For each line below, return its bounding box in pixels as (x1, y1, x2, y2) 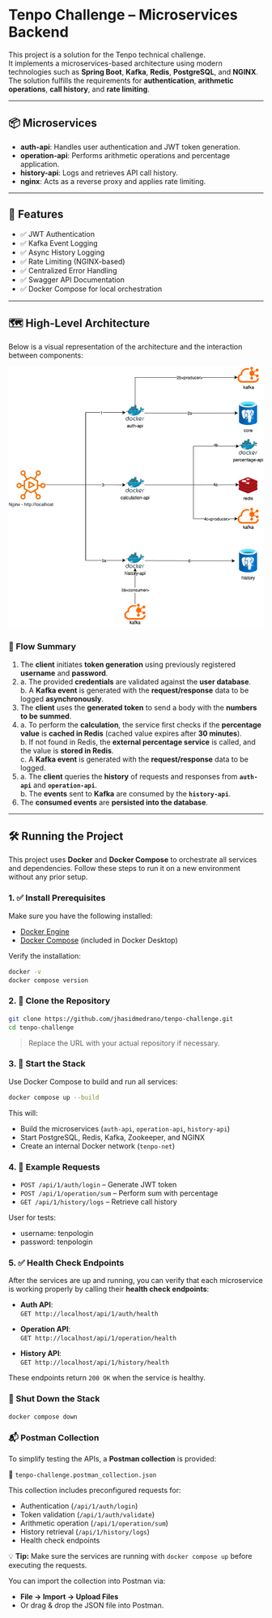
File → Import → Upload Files (19, 1591, 119, 1601)
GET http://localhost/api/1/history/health (19, 1358, 170, 1367)
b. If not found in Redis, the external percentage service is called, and (19, 736, 257, 747)
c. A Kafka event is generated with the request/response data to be (19, 754, 249, 764)
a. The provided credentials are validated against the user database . (19, 676, 252, 686)
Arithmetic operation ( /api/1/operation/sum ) (19, 1518, 168, 1528)
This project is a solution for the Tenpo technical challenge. (8, 49, 206, 59)
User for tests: (8, 1212, 57, 1222)
